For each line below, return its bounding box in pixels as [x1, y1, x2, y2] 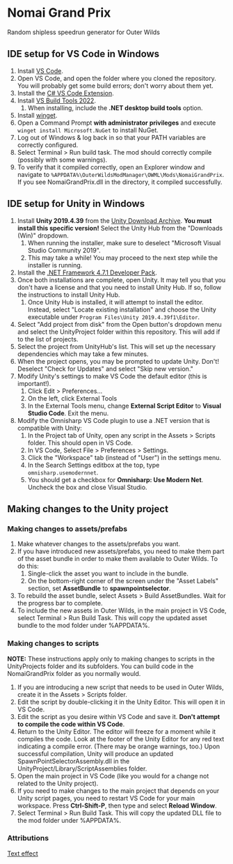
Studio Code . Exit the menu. [27, 409, 109, 417]
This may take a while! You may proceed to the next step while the [27, 253, 218, 262]
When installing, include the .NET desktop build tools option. [27, 103, 203, 112]
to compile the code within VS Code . [17, 720, 125, 728]
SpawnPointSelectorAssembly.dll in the [17, 757, 130, 765]
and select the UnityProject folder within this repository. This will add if [17, 327, 220, 336]
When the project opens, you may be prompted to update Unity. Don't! [17, 357, 219, 365]
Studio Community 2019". [27, 246, 101, 254]
